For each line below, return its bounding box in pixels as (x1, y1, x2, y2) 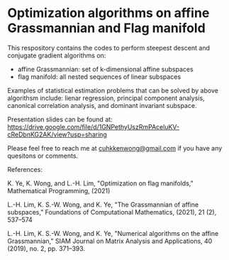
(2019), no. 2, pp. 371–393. (7, 244, 86, 253)
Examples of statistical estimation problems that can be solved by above (7, 86, 218, 94)
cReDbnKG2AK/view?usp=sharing (7, 130, 108, 139)
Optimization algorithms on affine (7, 5, 210, 21)
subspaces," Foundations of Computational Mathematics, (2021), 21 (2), (7, 207, 217, 216)
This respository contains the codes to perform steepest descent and (7, 43, 211, 52)
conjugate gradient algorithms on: (7, 51, 106, 60)
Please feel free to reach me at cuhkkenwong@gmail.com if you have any (7, 143, 223, 152)
